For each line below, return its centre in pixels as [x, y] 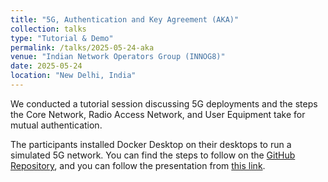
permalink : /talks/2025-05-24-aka [82, 47]
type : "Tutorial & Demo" [62, 38]
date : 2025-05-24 [46, 66]
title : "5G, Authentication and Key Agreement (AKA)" [125, 19]
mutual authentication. [56, 125]
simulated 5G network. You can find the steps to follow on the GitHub [153, 155]
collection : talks [48, 29]
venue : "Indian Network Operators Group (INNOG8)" [118, 57]
